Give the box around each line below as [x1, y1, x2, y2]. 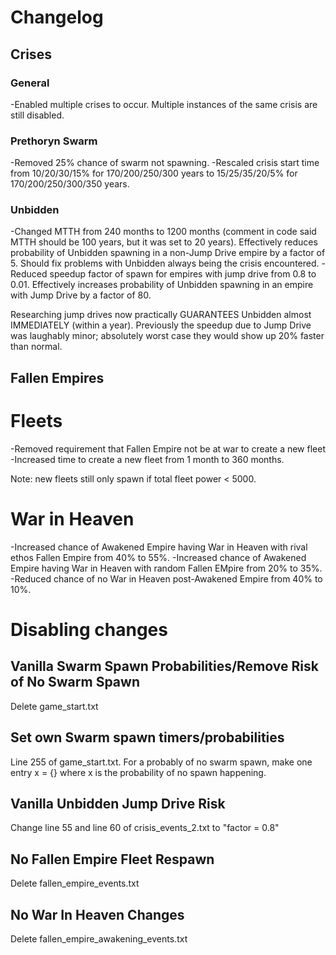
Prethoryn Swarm [10, 134, 98, 148]
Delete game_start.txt [10, 700, 99, 712]
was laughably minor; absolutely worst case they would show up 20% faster [10, 330, 325, 342]
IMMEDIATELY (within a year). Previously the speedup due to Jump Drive [10, 319, 312, 331]
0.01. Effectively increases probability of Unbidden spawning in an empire [10, 279, 314, 291]
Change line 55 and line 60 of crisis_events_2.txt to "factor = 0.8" [10, 822, 280, 834]
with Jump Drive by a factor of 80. [10, 289, 152, 301]
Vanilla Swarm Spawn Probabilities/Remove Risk [10, 658, 319, 675]
